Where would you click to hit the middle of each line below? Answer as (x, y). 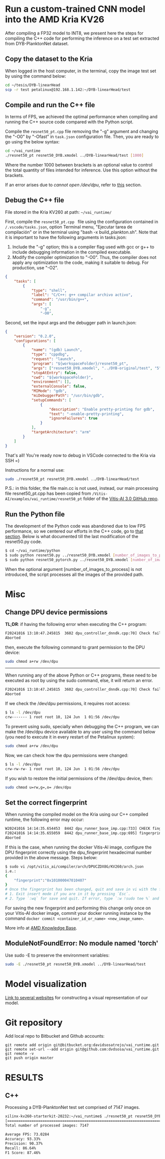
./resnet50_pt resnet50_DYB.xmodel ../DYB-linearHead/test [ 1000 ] (74, 156)
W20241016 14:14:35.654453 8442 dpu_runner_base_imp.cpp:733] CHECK (78, 829)
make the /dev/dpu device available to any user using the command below (80, 732)
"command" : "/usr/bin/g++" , (60, 300)
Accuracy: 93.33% (23, 1139)
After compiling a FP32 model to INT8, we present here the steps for (74, 33)
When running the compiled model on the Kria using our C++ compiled (77, 815)
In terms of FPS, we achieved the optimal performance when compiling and (82, 117)
